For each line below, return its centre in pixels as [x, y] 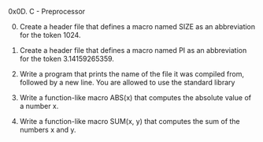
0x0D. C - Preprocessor [47, 11]
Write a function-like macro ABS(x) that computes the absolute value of [135, 97]
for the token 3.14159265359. [67, 59]
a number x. [39, 106]
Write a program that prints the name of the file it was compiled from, [131, 74]
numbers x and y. [48, 130]
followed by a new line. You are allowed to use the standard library [127, 82]
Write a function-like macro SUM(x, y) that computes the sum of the [130, 121]
